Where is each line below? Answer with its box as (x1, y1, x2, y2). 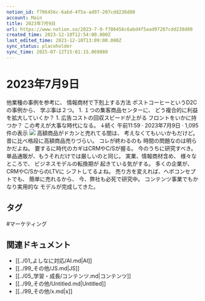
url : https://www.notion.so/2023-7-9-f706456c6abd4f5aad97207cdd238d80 (6, 26, 193, 32)
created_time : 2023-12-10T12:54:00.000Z (6, 32, 111, 38)
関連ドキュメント (6, 240, 71, 250)
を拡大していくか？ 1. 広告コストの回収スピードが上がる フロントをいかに (6, 114, 192, 121)
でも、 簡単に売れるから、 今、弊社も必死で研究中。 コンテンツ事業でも (11, 175, 193, 183)
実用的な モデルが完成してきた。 (17, 183, 99, 190)
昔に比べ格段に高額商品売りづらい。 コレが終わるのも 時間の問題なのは (6, 137, 187, 144)
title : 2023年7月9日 (6, 20, 56, 26)
